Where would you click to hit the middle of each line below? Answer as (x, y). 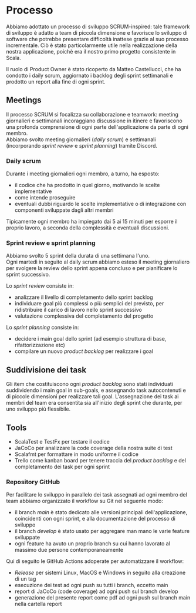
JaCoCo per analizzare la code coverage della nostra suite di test (94, 448)
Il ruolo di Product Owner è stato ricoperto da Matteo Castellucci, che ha (94, 69)
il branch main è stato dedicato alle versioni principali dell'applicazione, (101, 512)
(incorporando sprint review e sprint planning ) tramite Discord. (82, 145)
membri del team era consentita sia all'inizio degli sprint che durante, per (94, 403)
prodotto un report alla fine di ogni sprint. (56, 81)
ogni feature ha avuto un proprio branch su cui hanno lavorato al (92, 544)
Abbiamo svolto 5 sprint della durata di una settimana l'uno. (78, 256)
